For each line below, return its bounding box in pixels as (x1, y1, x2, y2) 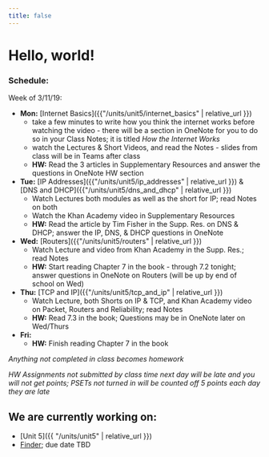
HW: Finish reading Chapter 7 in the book (31, 338, 169, 349)
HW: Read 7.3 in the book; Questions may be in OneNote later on (31, 313, 246, 323)
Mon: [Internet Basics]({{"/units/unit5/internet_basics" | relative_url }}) (19, 109, 252, 119)
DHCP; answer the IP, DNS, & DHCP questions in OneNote (31, 228, 224, 237)
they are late (8, 386, 50, 397)
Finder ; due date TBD (19, 439, 91, 449)
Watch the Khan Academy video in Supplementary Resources (31, 211, 235, 220)
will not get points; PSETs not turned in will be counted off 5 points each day (8, 378, 261, 388)
